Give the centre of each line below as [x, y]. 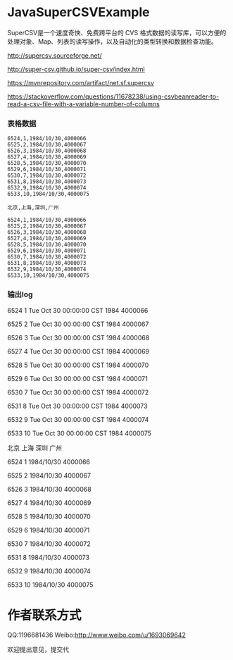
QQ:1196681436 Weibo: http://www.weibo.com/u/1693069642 [97, 635]
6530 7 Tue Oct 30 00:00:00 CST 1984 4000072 [78, 392]
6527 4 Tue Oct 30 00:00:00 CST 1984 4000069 [78, 351]
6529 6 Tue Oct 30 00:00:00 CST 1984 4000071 [77, 378]
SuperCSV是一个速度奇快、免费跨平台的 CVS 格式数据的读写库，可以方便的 [117, 32]
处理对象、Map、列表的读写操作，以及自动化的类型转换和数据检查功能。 [113, 41]
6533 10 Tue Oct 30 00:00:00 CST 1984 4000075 [80, 433]
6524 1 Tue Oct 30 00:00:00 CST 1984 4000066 [78, 310]
